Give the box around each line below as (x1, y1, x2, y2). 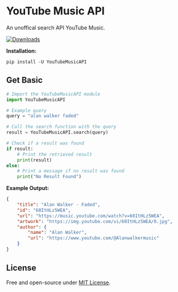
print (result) (17, 157, 52, 163)
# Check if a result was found (6, 140, 85, 146)
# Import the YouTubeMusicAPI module (6, 91, 101, 97)
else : (6, 162, 20, 168)
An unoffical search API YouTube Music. (6, 24, 105, 31)
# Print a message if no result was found (17, 168, 125, 174)
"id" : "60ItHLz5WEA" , (17, 207, 71, 213)
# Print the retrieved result (17, 151, 93, 157)
